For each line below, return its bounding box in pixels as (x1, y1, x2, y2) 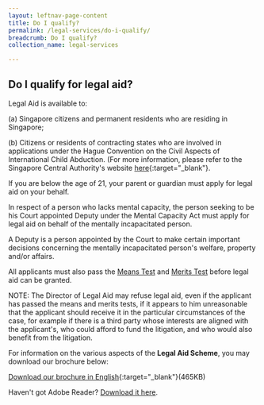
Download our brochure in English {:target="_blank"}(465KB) (8, 372, 206, 381)
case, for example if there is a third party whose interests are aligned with (8, 315, 249, 326)
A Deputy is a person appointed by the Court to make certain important (8, 234, 240, 244)
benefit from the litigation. (8, 333, 93, 342)
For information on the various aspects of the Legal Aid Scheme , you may (8, 348, 250, 357)
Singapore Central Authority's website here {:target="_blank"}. (8, 163, 211, 172)
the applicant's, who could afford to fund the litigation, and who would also (8, 324, 253, 334)
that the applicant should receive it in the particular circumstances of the (8, 307, 246, 317)
